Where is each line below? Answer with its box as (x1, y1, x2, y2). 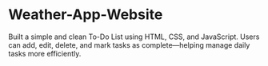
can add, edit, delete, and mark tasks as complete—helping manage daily (8, 40, 250, 49)
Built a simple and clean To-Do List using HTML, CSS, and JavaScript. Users (8, 32, 260, 41)
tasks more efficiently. (8, 49, 82, 58)
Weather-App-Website (8, 6, 163, 24)
